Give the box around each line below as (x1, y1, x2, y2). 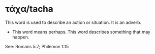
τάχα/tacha (5, 3, 54, 15)
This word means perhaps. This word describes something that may (12, 29, 151, 35)
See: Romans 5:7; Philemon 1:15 (5, 43, 69, 49)
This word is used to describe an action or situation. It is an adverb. (5, 19, 142, 25)
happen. (12, 34, 30, 40)
